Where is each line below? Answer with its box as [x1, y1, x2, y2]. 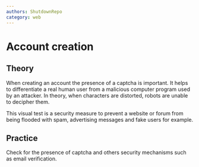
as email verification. [6, 155, 57, 162]
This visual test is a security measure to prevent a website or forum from [6, 109, 184, 116]
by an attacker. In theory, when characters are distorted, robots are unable [6, 92, 188, 99]
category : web [6, 14, 42, 20]
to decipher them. [6, 98, 50, 105]
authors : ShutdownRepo [6, 8, 62, 15]
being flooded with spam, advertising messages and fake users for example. [6, 116, 194, 123]
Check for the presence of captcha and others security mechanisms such [6, 149, 187, 156]
